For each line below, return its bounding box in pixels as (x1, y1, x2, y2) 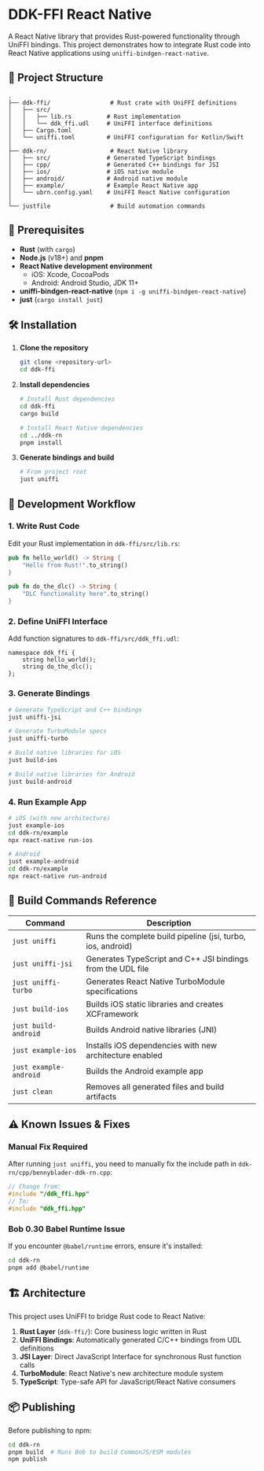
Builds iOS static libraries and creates (86, 998, 224, 1009)
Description (146, 917, 192, 928)
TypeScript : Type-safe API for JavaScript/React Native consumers (19, 1377, 236, 1386)
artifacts (86, 1091, 117, 1102)
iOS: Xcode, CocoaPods (31, 269, 110, 279)
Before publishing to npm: (8, 1425, 92, 1435)
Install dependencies (19, 380, 90, 390)
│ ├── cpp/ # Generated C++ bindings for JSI (8, 161, 220, 168)
